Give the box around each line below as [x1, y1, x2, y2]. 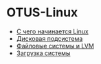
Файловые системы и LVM [16, 42, 94, 50]
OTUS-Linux [6, 5, 78, 20]
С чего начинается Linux [16, 27, 89, 35]
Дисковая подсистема [16, 34, 83, 42]
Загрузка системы [16, 49, 71, 57]
